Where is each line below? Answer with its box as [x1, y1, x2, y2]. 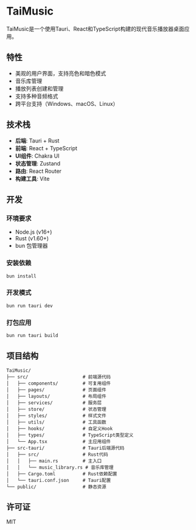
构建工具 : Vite [15, 175, 50, 182]
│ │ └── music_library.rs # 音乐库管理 [6, 464, 114, 470]
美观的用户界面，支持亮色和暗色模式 [15, 69, 107, 77]
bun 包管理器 [15, 242, 48, 249]
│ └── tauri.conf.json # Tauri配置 [6, 477, 111, 483]
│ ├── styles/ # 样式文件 [6, 413, 107, 419]
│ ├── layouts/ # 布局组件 [6, 393, 107, 399]
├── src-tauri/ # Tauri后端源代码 [6, 445, 125, 451]
